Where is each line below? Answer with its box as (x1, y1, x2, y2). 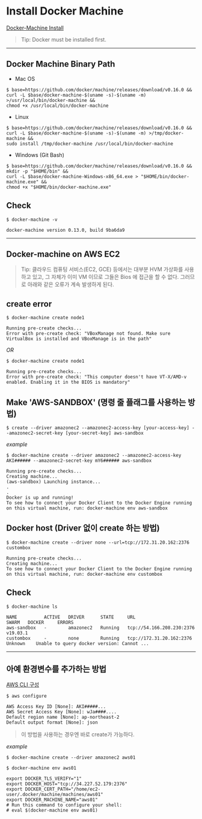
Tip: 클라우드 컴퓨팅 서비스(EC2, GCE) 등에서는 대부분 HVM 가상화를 (20, 266, 183, 273)
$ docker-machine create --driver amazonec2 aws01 (6, 754, 136, 761)
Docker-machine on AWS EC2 (6, 249, 120, 259)
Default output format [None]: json (6, 719, 98, 725)
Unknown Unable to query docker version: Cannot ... (6, 640, 149, 646)
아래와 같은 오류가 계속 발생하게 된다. (27, 281, 114, 288)
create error (6, 299, 52, 309)
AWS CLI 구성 (6, 681, 40, 689)
